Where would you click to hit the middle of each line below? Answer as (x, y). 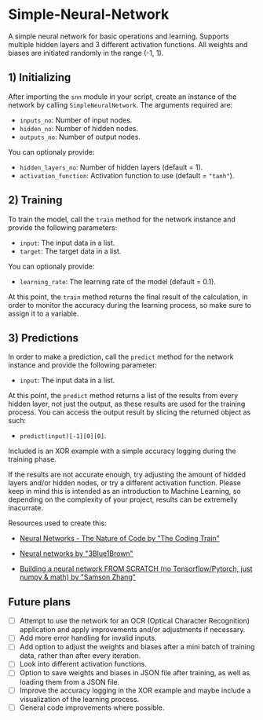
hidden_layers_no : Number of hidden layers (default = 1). (111, 167)
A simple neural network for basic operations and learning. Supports (119, 36)
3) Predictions (43, 338)
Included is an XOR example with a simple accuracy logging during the (122, 451)
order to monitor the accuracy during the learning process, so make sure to (130, 305)
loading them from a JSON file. (69, 682)
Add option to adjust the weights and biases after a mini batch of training (137, 647)
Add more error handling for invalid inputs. (88, 638)
